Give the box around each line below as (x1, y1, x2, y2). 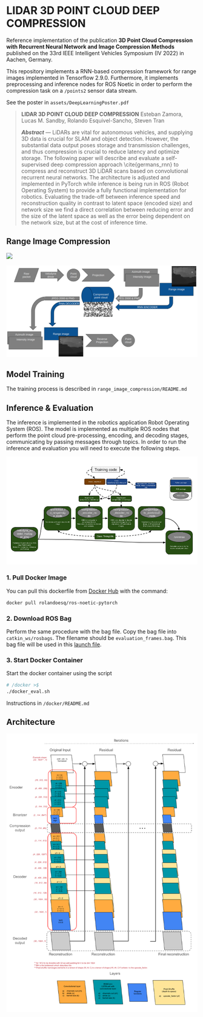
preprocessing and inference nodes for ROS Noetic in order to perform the (6, 80, 193, 88)
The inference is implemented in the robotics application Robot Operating (6, 419, 190, 426)
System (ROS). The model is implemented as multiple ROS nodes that (6, 425, 180, 433)
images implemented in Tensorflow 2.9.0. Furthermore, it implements (6, 74, 179, 81)
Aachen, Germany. (6, 56, 53, 63)
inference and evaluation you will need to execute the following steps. (6, 445, 181, 452)
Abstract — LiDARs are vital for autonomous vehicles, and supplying (21, 128, 193, 136)
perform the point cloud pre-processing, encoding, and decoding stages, (6, 432, 189, 439)
